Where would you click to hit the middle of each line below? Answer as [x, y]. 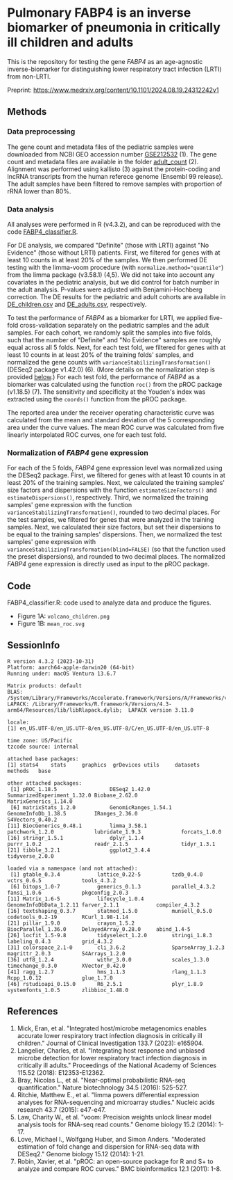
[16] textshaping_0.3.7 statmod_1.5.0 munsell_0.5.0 [110, 911]
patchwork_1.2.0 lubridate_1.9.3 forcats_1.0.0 [114, 832]
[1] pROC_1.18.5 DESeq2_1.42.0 [80, 789]
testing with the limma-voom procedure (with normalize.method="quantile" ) [115, 267]
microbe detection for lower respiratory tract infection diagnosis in [112, 1058]
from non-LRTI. [29, 76]
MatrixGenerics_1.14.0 [40, 802]
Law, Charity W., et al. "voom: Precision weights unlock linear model [114, 1117]
